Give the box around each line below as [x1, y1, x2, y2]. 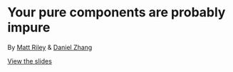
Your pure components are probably [7, 4, 226, 21]
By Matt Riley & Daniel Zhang [7, 43, 93, 51]
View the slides [7, 56, 52, 65]
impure [7, 19, 51, 36]
